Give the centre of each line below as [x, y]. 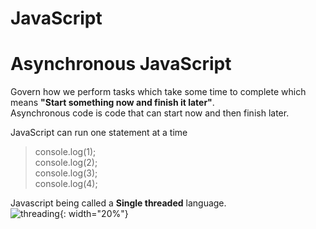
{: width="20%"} [94, 214]
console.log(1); [65, 152]
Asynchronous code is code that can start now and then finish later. [150, 113]
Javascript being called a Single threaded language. [118, 203]
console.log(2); [66, 163]
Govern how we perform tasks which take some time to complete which [158, 92]
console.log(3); [66, 173]
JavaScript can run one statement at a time [99, 133]
